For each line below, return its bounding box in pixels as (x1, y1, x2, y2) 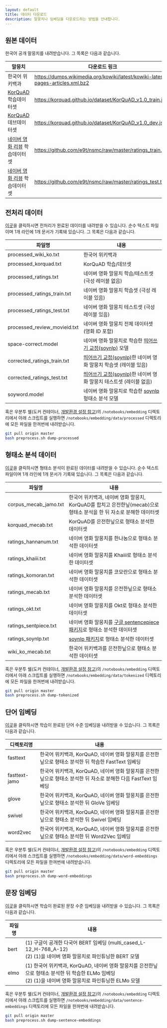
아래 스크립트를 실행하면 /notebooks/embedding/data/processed (18, 415, 144, 421)
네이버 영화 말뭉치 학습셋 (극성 (83, 287, 151, 293)
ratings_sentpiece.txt (7, 622, 57, 629)
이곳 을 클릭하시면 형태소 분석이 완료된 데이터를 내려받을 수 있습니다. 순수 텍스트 (5, 465, 159, 470)
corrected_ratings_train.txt (7, 358, 70, 364)
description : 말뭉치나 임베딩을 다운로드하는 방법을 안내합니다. (5, 16, 120, 21)
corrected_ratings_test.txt (7, 374, 68, 381)
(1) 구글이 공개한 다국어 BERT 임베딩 (25, 939, 107, 946)
